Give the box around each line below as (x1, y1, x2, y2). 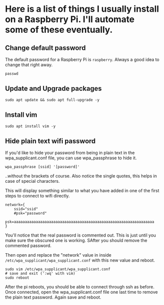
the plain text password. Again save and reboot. (5, 294, 101, 300)
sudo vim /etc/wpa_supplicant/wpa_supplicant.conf (5, 267, 111, 272)
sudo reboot (5, 275, 29, 281)
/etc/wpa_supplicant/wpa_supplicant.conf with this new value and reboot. (5, 258, 155, 263)
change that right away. (5, 62, 53, 67)
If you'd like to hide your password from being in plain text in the (5, 150, 135, 156)
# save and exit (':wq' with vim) (5, 271, 76, 276)
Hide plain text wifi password (5, 137, 96, 145)
